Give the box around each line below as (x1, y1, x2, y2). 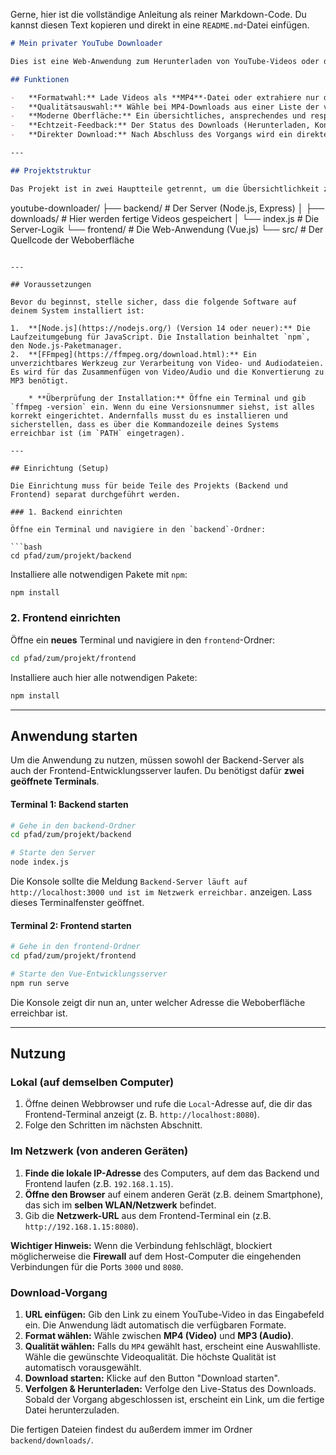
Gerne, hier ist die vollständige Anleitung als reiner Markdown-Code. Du (10, 9, 307, 20)
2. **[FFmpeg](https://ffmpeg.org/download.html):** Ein (10, 349, 257, 359)
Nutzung (10, 1045, 67, 1063)
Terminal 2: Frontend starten (10, 919, 132, 931)
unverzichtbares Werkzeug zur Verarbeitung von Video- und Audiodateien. (10, 358, 325, 368)
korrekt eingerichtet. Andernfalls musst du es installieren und (10, 410, 288, 421)
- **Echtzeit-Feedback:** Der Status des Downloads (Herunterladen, (10, 120, 311, 131)
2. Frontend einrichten (10, 611, 121, 625)
